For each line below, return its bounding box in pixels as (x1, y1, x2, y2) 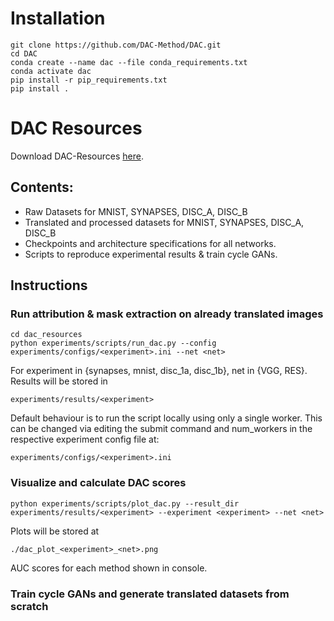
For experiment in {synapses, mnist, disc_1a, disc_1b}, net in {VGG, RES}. (10, 365, 308, 377)
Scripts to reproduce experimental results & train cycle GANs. (24, 248, 278, 260)
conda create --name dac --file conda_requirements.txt (10, 57, 248, 67)
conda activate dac (10, 66, 92, 76)
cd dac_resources (10, 330, 83, 340)
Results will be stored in (10, 375, 108, 387)
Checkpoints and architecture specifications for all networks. (24, 237, 277, 249)
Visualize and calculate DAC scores (10, 476, 187, 490)
